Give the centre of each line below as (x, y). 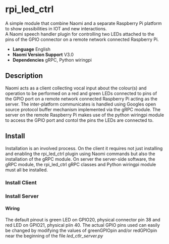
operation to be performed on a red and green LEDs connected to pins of (81, 93)
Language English (32, 49)
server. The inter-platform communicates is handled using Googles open (81, 104)
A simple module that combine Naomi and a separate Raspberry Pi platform (84, 23)
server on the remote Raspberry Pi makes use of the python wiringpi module (85, 115)
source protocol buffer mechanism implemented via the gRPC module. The (83, 109)
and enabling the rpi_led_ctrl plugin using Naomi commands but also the (80, 154)
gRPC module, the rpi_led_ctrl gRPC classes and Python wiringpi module (81, 164)
